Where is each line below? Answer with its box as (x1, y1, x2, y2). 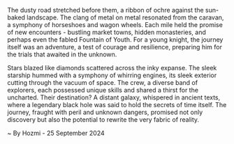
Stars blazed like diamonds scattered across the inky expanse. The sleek (7, 64, 217, 72)
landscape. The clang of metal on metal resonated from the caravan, (27, 13, 224, 22)
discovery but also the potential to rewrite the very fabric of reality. (7, 115, 200, 124)
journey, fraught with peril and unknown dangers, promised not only (7, 108, 203, 116)
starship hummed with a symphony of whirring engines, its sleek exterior (7, 71, 217, 79)
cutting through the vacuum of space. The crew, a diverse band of (7, 79, 198, 86)
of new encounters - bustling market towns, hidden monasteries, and (7, 28, 206, 36)
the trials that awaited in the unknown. (7, 50, 117, 58)
